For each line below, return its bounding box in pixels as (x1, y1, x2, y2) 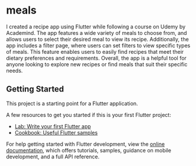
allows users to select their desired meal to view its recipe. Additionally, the (6, 35, 189, 43)
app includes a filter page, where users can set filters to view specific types (6, 42, 191, 49)
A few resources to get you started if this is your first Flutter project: (6, 111, 171, 118)
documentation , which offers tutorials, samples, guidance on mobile (6, 147, 171, 154)
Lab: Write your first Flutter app (14, 122, 92, 130)
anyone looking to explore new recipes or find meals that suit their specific (6, 60, 188, 68)
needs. (6, 67, 23, 74)
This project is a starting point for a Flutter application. (6, 100, 138, 107)
